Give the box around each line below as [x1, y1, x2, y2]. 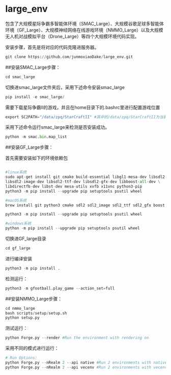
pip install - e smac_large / [5, 94, 65, 99]
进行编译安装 [5, 255, 32, 261]
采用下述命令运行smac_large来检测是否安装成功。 [5, 124, 110, 130]
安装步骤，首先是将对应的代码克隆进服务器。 [5, 44, 99, 50]
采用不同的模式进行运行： [5, 345, 59, 352]
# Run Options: [5, 355, 38, 361]
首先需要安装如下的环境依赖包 [5, 155, 68, 161]
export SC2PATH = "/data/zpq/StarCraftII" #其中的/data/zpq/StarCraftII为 [5, 114, 160, 120]
